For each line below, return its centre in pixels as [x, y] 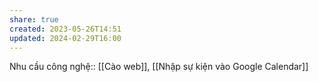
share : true [34, 19]
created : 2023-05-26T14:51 [65, 29]
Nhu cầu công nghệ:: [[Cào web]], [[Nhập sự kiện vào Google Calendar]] [159, 67]
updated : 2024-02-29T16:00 [65, 38]
